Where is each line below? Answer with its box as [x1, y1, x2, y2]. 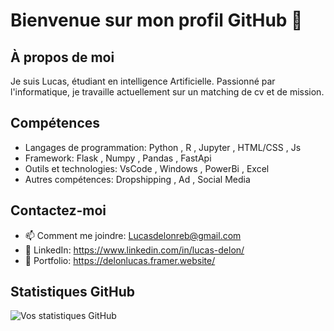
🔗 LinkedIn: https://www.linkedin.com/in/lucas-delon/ [24, 244, 245, 256]
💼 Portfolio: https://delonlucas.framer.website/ [24, 254, 216, 266]
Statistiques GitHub [10, 284, 136, 301]
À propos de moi [10, 49, 115, 66]
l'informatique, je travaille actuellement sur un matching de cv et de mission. [10, 86, 325, 98]
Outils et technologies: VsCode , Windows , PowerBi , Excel [24, 162, 270, 174]
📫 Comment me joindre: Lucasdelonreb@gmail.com [24, 229, 242, 241]
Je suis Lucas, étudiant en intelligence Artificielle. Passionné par [10, 75, 276, 87]
